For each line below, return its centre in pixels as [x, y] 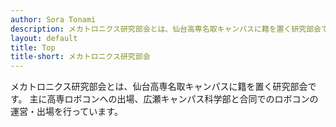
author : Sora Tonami [53, 19]
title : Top [33, 47]
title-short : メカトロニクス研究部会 [80, 57]
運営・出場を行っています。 [66, 112]
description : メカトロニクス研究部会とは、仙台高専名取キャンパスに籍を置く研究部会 [166, 29]
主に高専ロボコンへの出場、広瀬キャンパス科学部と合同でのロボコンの [174, 99]
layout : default [44, 38]
